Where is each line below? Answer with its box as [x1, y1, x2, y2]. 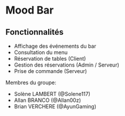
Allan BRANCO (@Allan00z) [13, 97, 82, 104]
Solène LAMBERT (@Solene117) [13, 91, 90, 97]
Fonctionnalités [5, 27, 64, 37]
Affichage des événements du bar [13, 42, 96, 49]
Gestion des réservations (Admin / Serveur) [13, 61, 120, 68]
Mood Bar [5, 4, 54, 17]
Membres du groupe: [5, 79, 57, 86]
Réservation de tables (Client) [13, 55, 86, 62]
